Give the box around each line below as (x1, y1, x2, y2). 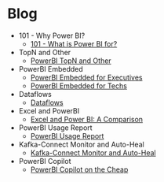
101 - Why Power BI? (18, 31, 86, 40)
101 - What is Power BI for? (30, 39, 118, 48)
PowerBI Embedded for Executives (30, 72, 143, 82)
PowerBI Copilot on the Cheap (30, 165, 129, 174)
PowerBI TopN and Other (30, 56, 111, 65)
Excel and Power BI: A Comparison (30, 114, 143, 124)
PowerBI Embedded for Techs (30, 80, 127, 91)
